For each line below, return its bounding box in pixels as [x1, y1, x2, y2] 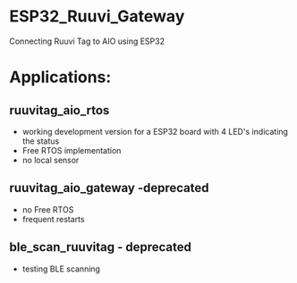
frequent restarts [21, 213, 85, 224]
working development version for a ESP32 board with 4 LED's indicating [21, 126, 289, 137]
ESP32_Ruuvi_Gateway [9, 6, 185, 27]
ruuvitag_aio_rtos [9, 103, 110, 118]
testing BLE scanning [21, 263, 101, 274]
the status [21, 136, 60, 146]
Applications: [9, 67, 112, 87]
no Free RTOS [21, 204, 74, 215]
